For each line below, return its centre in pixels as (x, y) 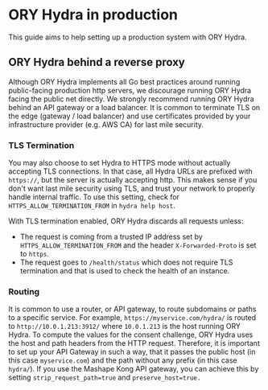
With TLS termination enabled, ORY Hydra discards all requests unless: (126, 221)
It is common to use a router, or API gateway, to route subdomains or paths (132, 309)
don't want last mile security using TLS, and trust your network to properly (132, 189)
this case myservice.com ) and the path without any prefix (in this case (123, 360)
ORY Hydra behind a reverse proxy (97, 62)
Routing (24, 291)
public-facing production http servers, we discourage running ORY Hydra (130, 90)
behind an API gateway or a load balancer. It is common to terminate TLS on (134, 107)
